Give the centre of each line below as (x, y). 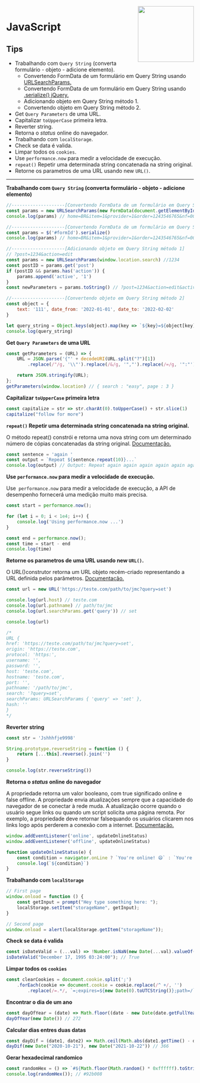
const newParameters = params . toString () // (62, 288)
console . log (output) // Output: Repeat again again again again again (96, 466)
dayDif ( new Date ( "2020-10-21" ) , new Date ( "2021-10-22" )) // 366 (87, 1046)
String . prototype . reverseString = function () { (68, 749)
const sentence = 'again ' (40, 454)
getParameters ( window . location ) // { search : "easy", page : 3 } (90, 386)
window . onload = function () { (45, 897)
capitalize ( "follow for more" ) (45, 414)
